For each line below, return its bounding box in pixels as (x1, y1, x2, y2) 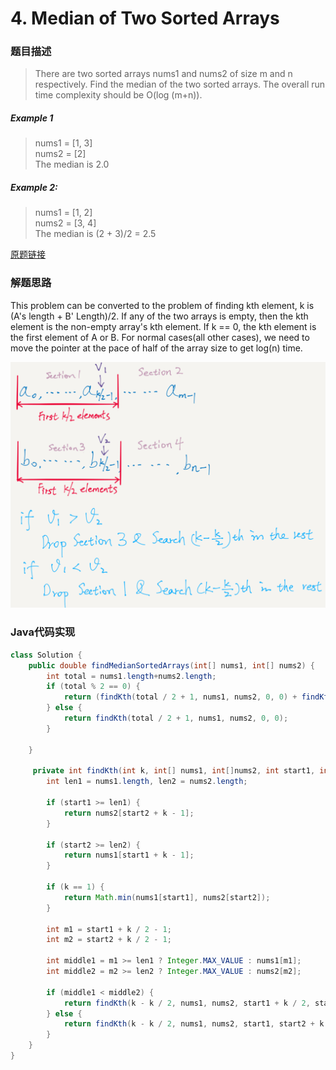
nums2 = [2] (34, 148, 87, 160)
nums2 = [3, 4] (34, 217, 97, 229)
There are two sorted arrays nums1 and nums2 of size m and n (34, 68, 293, 80)
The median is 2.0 (34, 158, 110, 171)
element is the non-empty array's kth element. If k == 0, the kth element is (10, 320, 317, 332)
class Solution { (10, 650, 83, 660)
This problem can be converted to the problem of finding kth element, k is (10, 299, 315, 311)
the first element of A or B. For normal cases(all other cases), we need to (10, 331, 310, 343)
